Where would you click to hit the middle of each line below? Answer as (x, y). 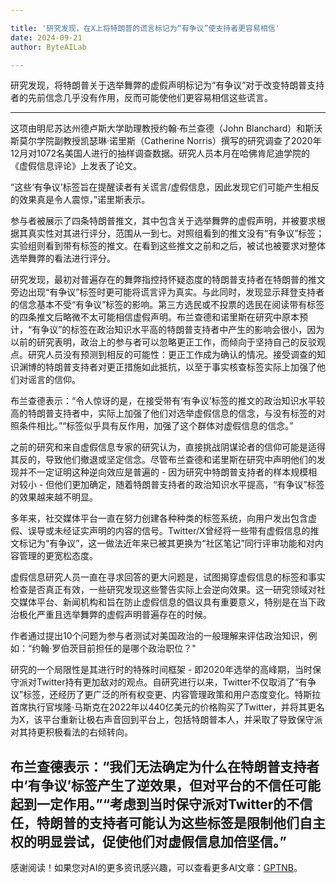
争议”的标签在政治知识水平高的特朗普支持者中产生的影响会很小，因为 (182, 330)
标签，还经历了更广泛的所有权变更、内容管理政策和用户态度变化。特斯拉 (172, 695)
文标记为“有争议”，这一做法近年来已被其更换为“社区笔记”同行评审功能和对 (162, 543)
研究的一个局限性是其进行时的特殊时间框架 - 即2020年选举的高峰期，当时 (161, 670)
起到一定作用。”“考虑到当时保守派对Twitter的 (148, 804)
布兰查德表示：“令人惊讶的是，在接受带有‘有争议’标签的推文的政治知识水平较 (168, 401)
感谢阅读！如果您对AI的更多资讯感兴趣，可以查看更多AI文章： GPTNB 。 (156, 868)
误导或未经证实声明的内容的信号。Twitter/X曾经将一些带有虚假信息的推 (173, 531)
